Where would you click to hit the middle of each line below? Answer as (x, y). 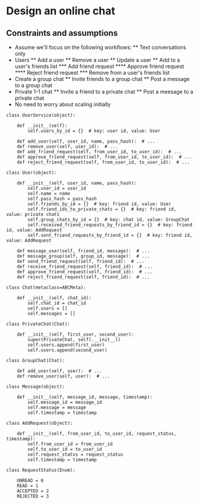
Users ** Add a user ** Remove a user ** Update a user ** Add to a (97, 60)
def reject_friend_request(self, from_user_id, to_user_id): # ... (103, 162)
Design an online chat (61, 11)
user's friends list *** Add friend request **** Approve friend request (99, 66)
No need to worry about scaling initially (63, 104)
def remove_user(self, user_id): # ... (67, 147)
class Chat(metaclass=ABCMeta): (46, 287)
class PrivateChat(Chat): (38, 324)
